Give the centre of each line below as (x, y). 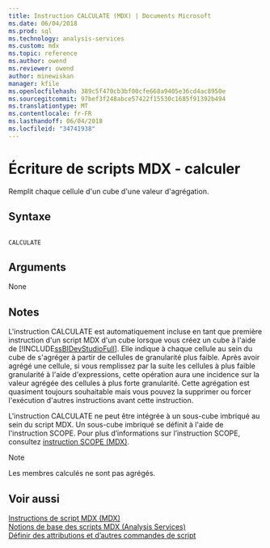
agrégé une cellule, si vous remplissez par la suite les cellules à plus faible (132, 366)
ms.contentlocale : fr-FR (50, 114)
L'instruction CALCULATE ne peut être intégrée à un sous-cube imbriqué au (134, 416)
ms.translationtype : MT (49, 106)
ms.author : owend (38, 62)
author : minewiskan (41, 76)
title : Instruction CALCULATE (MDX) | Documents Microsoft (110, 16)
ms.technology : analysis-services (67, 38)
